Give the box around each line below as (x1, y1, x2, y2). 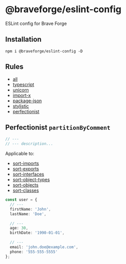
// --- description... (5, 141, 53, 146)
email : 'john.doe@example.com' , (10, 244, 79, 250)
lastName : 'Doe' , (10, 211, 47, 217)
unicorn (12, 86, 29, 93)
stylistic (12, 103, 29, 109)
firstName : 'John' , (10, 207, 51, 212)
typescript (12, 81, 35, 87)
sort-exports (12, 166, 39, 172)
